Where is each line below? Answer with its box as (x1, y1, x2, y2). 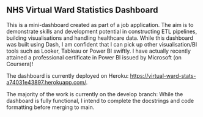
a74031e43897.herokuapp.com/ (6, 78, 87, 86)
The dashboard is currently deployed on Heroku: (6, 72, 129, 79)
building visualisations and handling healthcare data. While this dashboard (6, 34, 194, 42)
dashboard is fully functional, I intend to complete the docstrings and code (6, 97, 194, 104)
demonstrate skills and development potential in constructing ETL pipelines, (6, 28, 197, 35)
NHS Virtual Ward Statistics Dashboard (6, 5, 158, 15)
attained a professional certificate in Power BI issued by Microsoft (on (6, 53, 182, 61)
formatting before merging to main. (6, 104, 95, 111)
